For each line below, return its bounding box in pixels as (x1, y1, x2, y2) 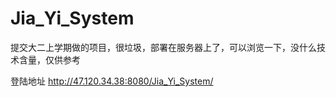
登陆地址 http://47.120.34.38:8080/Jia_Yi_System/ (10, 75, 214, 87)
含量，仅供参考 (18, 53, 81, 66)
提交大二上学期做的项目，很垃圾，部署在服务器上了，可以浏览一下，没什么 (10, 41, 317, 53)
